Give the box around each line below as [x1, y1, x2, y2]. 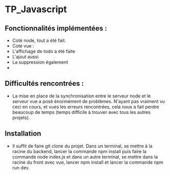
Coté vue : [12, 43, 34, 49]
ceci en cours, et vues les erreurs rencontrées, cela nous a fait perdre [12, 104, 159, 110]
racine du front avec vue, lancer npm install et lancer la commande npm [12, 159, 164, 165]
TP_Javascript [5, 4, 67, 15]
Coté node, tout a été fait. [12, 37, 66, 43]
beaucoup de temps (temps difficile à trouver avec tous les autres [12, 109, 151, 115]
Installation [5, 129, 41, 138]
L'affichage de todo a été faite [12, 48, 76, 54]
